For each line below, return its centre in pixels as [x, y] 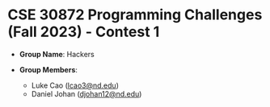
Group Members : [49, 69]
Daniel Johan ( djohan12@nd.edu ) [86, 93]
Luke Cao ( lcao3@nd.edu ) [75, 85]
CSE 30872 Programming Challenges [135, 15]
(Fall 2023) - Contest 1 [84, 32]
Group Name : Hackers [57, 54]
